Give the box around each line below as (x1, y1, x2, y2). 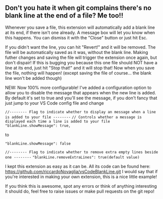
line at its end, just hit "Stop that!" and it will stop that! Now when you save (5, 65, 155, 71)
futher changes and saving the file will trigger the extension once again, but (5, 54, 157, 60)
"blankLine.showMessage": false (5, 141, 71, 146)
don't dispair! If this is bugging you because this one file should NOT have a (5, 59, 158, 65)
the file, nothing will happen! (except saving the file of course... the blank (5, 70, 152, 76)
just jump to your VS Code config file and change (5, 100, 104, 106)
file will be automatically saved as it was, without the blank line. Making (5, 49, 148, 55)
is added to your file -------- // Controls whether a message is (5, 114, 142, 120)
